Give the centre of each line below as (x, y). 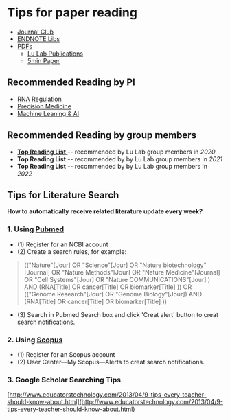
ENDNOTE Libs (38, 38)
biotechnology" (185, 265)
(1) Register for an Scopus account (66, 354)
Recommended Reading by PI (71, 83)
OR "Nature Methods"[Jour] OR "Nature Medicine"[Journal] (136, 272)
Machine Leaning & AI (48, 113)
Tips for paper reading (72, 13)
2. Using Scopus (35, 340)
